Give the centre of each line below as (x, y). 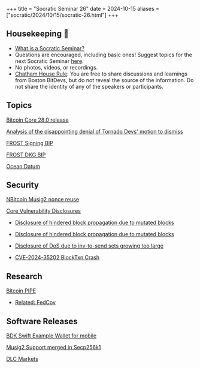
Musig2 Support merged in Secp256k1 (54, 348)
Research (25, 276)
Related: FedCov (35, 303)
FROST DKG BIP (26, 155)
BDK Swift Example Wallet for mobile (51, 336)
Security (22, 185)
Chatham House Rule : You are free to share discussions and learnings (101, 74)
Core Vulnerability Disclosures (43, 211)
